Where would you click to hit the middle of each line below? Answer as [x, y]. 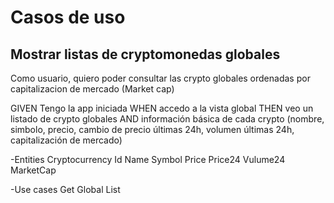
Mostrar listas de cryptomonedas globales [145, 54]
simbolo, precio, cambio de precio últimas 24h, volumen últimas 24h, [152, 129]
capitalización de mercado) [66, 140]
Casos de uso [68, 17]
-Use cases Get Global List [65, 189]
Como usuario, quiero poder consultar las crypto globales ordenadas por [160, 78]
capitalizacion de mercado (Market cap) [92, 89]
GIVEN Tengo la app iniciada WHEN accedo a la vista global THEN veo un [162, 108]
